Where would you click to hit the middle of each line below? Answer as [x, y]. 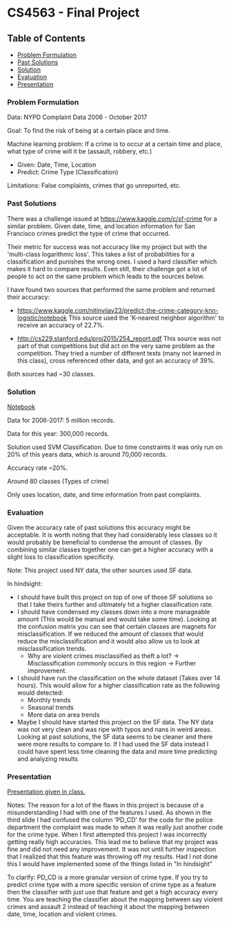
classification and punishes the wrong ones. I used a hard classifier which [112, 262]
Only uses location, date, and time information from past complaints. [104, 494]
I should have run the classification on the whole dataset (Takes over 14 [119, 678]
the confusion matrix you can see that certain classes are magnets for [117, 627]
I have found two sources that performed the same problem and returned [111, 289]
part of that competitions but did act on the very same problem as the [116, 346]
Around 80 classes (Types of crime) [58, 481]
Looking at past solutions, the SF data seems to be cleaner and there [115, 737]
